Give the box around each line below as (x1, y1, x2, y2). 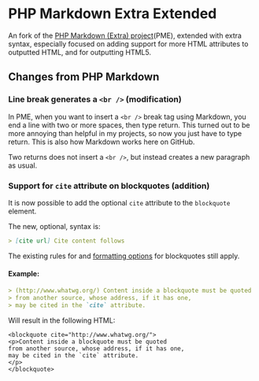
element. (8, 206, 37, 216)
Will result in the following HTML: (8, 316, 116, 325)
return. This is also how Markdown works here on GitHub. (8, 137, 195, 146)
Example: (8, 269, 40, 279)
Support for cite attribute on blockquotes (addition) (8, 180, 210, 191)
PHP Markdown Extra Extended (8, 5, 217, 23)
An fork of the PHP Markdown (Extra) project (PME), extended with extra (8, 31, 242, 40)
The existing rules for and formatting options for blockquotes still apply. (8, 251, 240, 261)
